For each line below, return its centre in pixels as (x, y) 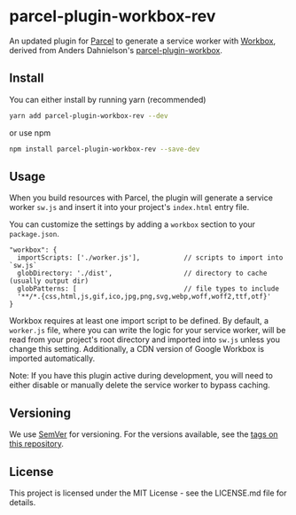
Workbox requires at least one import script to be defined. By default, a (139, 321)
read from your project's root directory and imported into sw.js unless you (145, 339)
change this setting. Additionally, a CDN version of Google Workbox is (136, 349)
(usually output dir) (49, 281)
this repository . (37, 444)
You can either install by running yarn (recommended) (108, 99)
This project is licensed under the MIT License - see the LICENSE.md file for (148, 493)
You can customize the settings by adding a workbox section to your (132, 224)
